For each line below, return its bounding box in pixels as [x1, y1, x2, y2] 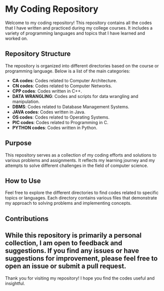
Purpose [5, 139, 32, 147]
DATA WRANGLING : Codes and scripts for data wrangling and [12, 93, 138, 99]
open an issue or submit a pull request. [5, 262, 127, 270]
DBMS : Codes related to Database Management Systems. [12, 103, 130, 109]
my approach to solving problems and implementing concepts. [5, 200, 132, 206]
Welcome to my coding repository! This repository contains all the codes [5, 20, 152, 26]
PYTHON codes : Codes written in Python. [12, 125, 98, 130]
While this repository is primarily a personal [5, 231, 142, 240]
